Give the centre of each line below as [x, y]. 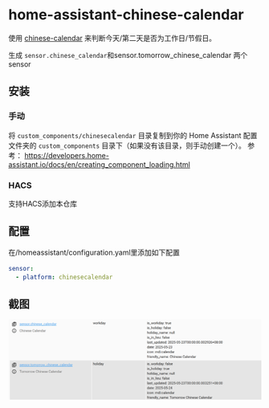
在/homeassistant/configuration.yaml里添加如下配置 [94, 252]
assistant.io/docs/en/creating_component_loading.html [99, 164]
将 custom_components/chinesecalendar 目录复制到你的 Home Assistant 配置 [133, 135]
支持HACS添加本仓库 [43, 203]
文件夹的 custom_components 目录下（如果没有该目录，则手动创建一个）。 [127, 145]
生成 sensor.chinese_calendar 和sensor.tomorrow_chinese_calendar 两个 [128, 55]
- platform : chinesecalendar [64, 277]
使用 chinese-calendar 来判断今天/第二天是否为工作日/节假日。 [112, 38]
